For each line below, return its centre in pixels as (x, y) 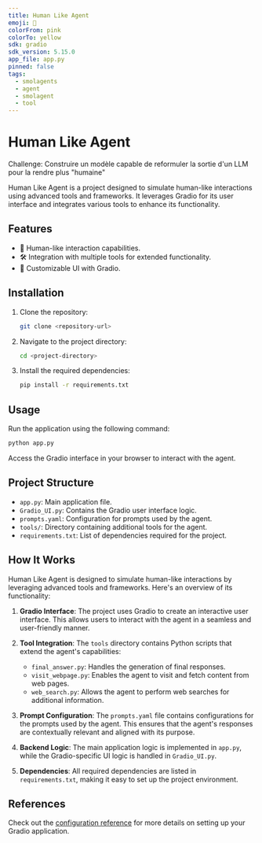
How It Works (42, 560)
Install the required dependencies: (75, 371)
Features (30, 229)
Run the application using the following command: (89, 429)
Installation (36, 293)
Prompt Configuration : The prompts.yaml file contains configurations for (136, 715)
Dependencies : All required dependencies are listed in (108, 771)
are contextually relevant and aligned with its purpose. (107, 732)
